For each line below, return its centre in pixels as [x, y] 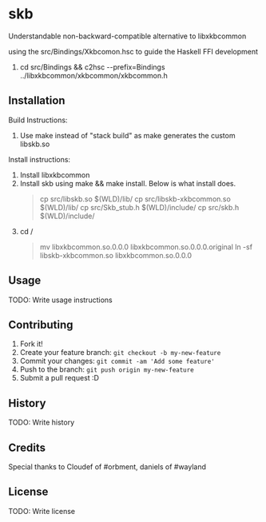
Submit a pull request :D [60, 378]
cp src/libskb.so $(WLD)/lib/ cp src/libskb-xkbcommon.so [135, 199]
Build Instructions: [38, 120]
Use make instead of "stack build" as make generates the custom [127, 135]
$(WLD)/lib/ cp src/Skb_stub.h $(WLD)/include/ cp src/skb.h [139, 207]
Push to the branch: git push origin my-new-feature [107, 369]
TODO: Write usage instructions [61, 300]
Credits [27, 447]
